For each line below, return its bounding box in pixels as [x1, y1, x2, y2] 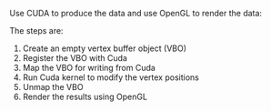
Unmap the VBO [22, 82, 84, 92]
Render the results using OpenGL [22, 91, 148, 102]
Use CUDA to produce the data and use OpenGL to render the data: [9, 8, 262, 18]
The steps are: [9, 25, 64, 35]
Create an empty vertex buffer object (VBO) [22, 43, 187, 54]
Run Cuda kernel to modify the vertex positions [22, 72, 200, 83]
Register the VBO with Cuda [22, 53, 127, 63]
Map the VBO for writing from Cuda [22, 63, 156, 73]
